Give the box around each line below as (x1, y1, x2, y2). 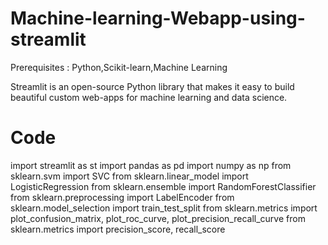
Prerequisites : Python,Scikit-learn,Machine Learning (10, 61, 228, 73)
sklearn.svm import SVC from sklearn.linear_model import (10, 170, 249, 182)
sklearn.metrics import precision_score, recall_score (10, 223, 226, 235)
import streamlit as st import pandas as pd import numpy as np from (10, 159, 292, 171)
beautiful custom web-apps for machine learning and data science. (10, 91, 288, 103)
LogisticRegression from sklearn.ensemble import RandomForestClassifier (10, 180, 317, 192)
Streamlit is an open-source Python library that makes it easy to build (10, 80, 295, 92)
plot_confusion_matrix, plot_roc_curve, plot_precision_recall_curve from (10, 212, 306, 224)
